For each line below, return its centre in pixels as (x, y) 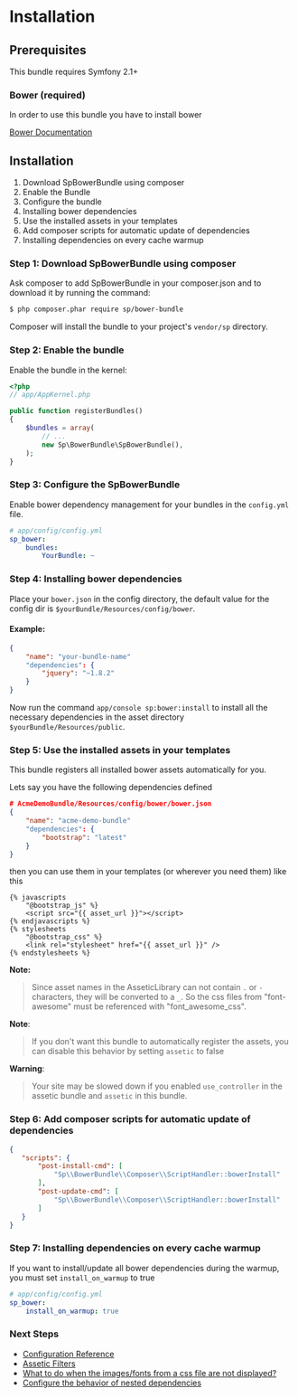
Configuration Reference (68, 1354)
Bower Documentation (51, 132)
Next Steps (34, 1334)
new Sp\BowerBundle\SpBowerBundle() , (112, 445)
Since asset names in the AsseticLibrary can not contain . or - (147, 987)
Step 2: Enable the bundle (67, 350)
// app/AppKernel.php (50, 395)
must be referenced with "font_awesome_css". (160, 1006)
